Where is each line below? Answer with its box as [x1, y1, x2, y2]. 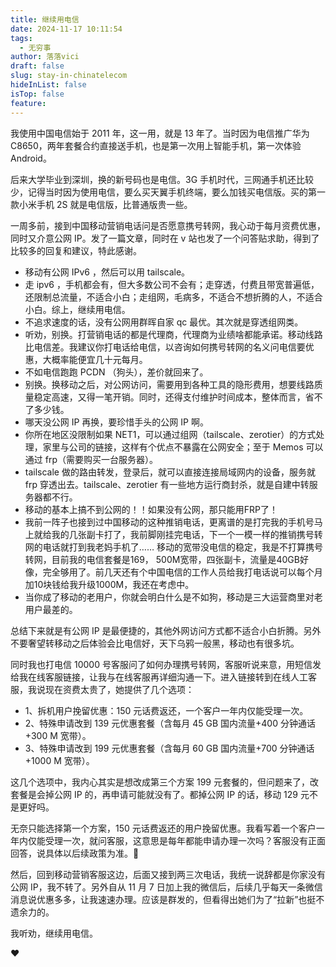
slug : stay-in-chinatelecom [10, 71, 128, 81]
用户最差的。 [24, 603, 78, 615]
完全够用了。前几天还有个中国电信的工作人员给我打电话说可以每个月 [42, 566, 323, 578]
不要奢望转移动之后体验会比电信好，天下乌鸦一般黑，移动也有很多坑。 [10, 637, 300, 649]
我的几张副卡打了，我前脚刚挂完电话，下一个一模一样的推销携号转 [51, 528, 323, 540]
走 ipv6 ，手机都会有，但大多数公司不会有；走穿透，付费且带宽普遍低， [24, 278, 320, 290]
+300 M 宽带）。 [24, 729, 92, 741]
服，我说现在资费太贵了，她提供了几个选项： [10, 683, 195, 695]
